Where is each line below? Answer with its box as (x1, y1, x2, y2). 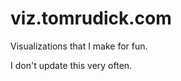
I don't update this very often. (10, 59, 133, 71)
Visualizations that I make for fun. (10, 40, 148, 52)
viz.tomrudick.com (10, 7, 172, 30)
